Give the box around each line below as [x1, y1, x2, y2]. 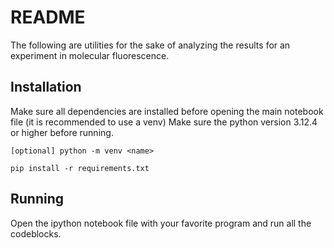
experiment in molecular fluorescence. [10, 49, 170, 61]
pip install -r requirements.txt [10, 163, 150, 173]
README [10, 6, 86, 29]
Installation [10, 79, 82, 96]
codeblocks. [10, 227, 62, 240]
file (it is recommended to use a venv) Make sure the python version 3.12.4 [10, 116, 318, 128]
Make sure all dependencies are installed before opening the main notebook [10, 105, 324, 117]
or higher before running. [10, 126, 114, 138]
